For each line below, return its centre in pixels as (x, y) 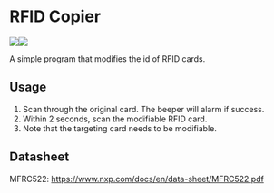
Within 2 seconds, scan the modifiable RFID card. (115, 119)
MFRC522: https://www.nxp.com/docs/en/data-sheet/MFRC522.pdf (137, 179)
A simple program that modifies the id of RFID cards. (108, 58)
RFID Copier (55, 17)
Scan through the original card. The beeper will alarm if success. (143, 109)
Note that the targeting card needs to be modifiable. (120, 128)
